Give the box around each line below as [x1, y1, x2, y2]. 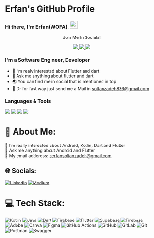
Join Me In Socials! [62, 35, 101, 40]
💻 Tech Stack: [5, 198, 65, 209]
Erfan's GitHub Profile [5, 3, 95, 15]
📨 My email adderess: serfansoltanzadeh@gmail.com [5, 153, 112, 159]
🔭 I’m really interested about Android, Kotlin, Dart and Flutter [5, 143, 125, 148]
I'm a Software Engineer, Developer [5, 57, 90, 64]
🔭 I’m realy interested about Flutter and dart [12, 68, 100, 73]
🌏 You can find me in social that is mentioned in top [12, 78, 117, 84]
